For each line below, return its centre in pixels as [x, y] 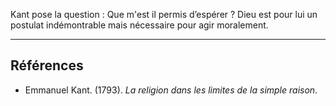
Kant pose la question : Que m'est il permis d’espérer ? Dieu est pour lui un [164, 14]
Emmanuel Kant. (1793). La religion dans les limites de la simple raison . [171, 90]
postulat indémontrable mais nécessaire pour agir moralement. [139, 25]
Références [47, 65]
